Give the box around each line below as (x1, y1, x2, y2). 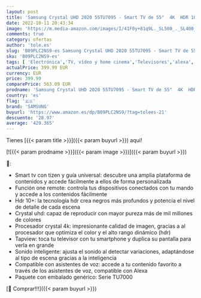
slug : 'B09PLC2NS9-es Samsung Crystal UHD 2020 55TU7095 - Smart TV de (6, 48, 188, 54)
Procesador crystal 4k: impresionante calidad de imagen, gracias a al (14, 222, 185, 230)
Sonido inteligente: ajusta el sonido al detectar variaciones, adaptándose (14, 248, 194, 255)
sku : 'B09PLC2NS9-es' (6, 53, 60, 59)
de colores (14, 216, 42, 224)
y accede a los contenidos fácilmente (14, 191, 108, 198)
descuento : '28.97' (6, 115, 55, 121)
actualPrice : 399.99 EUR (6, 64, 68, 71)
